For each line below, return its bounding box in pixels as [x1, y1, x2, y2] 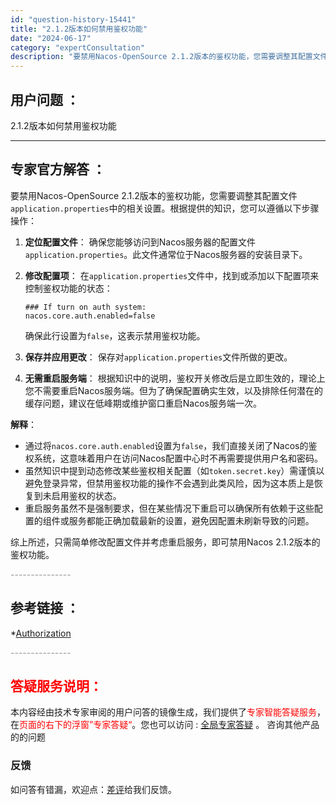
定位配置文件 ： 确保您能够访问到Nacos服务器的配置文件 [24, 236, 256, 248]
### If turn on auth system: [24, 302, 147, 312]
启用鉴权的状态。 [51, 489, 122, 501]
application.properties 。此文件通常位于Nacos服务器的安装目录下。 [24, 248, 308, 260]
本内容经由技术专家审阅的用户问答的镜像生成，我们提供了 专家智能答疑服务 [10, 706, 317, 718]
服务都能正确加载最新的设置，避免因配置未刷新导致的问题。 [68, 514, 315, 526]
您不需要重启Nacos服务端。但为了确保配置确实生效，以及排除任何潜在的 [24, 384, 323, 396]
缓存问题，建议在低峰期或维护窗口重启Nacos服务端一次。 [24, 397, 262, 409]
